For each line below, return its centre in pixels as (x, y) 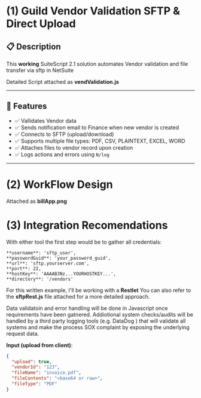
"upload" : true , (32, 361)
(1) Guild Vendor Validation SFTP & (93, 11)
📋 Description (33, 46)
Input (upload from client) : (39, 345)
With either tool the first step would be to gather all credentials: (84, 242)
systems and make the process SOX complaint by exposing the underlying (98, 327)
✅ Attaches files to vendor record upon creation (74, 147)
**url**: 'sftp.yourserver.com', (48, 263)
